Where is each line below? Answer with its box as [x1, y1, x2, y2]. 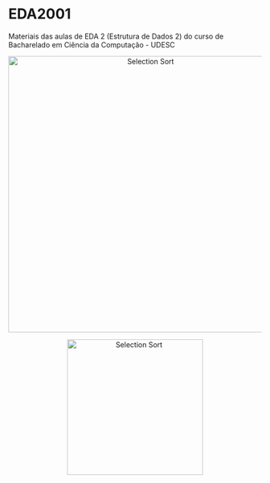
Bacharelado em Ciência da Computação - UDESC [8, 39, 175, 49]
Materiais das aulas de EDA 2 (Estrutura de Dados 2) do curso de [8, 31, 224, 41]
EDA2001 [8, 5, 72, 23]
